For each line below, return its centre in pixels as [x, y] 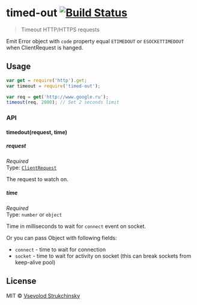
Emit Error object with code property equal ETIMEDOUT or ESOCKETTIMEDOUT [95, 41]
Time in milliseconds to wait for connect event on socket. [76, 226]
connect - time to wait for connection [60, 249]
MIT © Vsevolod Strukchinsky [43, 295]
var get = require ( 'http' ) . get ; [47, 80]
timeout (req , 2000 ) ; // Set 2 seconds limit [63, 102]
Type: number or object [34, 214]
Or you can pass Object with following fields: [62, 238]
